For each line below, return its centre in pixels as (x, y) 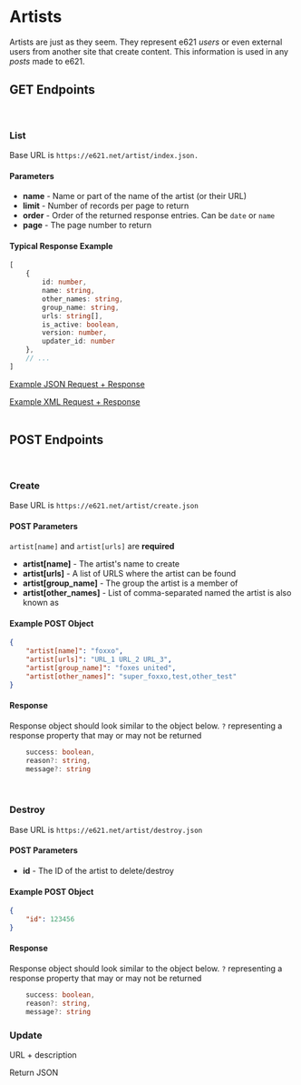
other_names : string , (83, 299)
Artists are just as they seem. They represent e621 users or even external (146, 42)
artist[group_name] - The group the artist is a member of (130, 583)
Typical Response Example (61, 246)
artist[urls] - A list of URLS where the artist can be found (129, 574)
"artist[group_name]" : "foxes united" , (101, 668)
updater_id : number (79, 342)
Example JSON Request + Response (77, 384)
